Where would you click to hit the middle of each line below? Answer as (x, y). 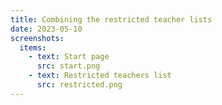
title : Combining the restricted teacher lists (111, 19)
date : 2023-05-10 (46, 29)
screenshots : (37, 38)
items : (33, 47)
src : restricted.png (79, 85)
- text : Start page (69, 57)
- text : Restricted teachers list (100, 76)
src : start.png (68, 66)
